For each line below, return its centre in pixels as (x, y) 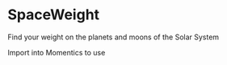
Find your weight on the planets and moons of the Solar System (113, 37)
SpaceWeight (54, 15)
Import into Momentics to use (57, 52)
